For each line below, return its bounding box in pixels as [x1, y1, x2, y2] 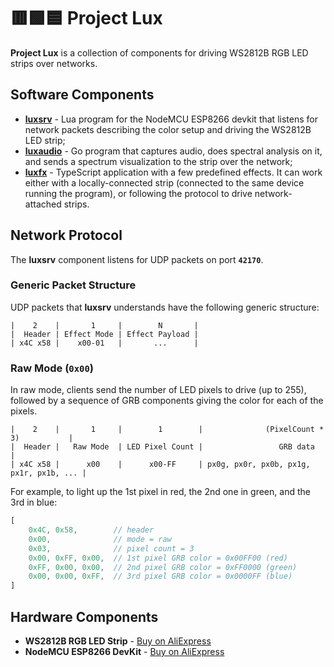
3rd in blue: [10, 496, 58, 509]
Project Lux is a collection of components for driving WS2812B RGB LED [10, 46, 309, 59]
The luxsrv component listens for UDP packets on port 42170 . [10, 253, 264, 265]
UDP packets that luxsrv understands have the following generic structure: [10, 301, 320, 313]
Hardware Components [10, 608, 159, 625]
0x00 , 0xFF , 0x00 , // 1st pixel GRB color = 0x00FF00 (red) [28, 553, 288, 563]
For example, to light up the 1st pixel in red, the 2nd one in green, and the [10, 486, 311, 498]
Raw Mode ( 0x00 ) [10, 361, 94, 375]
